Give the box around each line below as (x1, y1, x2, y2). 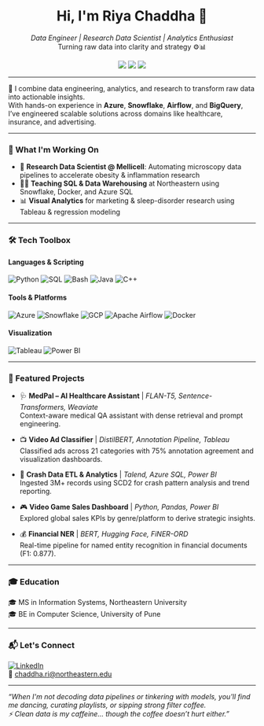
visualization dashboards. (19, 455, 103, 464)
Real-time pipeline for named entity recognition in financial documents (19, 540, 247, 550)
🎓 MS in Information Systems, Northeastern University (8, 598, 187, 607)
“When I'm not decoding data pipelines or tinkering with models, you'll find (8, 691, 251, 701)
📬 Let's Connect (8, 640, 75, 651)
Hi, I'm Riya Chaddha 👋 (56, 7, 208, 25)
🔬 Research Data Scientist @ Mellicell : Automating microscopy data (19, 162, 242, 171)
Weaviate (68, 403, 98, 412)
